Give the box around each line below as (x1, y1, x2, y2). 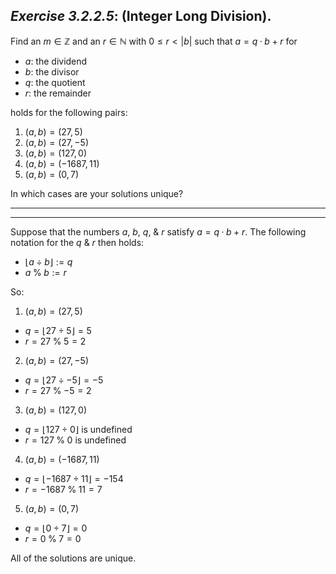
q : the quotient (24, 76, 86, 88)
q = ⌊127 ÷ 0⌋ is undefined (24, 423, 133, 435)
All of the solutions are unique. (10, 552, 137, 564)
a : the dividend (24, 55, 88, 67)
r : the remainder (24, 87, 92, 99)
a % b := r (24, 266, 67, 278)
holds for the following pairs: (10, 106, 128, 118)
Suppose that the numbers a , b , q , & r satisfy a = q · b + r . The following (10, 225, 307, 238)
